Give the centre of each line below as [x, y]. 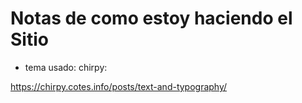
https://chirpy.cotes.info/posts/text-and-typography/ [119, 86]
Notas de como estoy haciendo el [151, 18]
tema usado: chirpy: [66, 67]
